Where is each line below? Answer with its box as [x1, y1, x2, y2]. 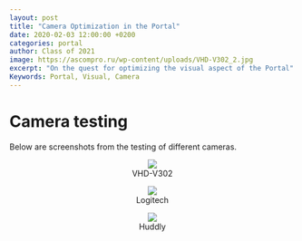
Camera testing [9, 111, 129, 131]
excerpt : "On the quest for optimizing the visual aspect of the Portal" [9, 64, 295, 73]
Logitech [135, 194, 170, 205]
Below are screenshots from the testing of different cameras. [9, 141, 238, 152]
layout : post [9, 13, 59, 23]
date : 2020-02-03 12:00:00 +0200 [9, 30, 136, 39]
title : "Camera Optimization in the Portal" [9, 22, 180, 31]
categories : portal [9, 38, 83, 48]
